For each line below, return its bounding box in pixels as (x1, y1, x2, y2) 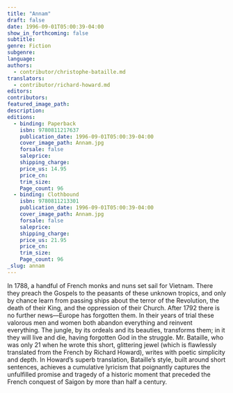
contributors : (7, 95, 49, 102)
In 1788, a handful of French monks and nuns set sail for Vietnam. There (7, 281, 214, 289)
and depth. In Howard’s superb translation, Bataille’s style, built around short (7, 355, 226, 364)
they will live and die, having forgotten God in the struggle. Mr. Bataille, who (7, 333, 224, 342)
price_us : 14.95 (19, 165, 67, 173)
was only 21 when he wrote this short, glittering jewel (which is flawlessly (7, 340, 217, 348)
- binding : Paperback (13, 120, 77, 127)
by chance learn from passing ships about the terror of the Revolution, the (7, 296, 219, 305)
